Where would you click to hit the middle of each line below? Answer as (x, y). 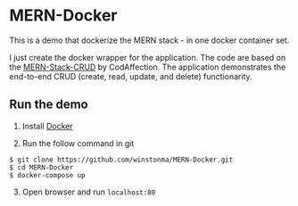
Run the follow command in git (78, 143)
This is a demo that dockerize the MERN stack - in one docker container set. (149, 40)
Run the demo (49, 105)
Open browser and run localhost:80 (89, 192)
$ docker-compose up (48, 175)
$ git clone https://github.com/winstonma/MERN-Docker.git (121, 160)
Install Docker (47, 126)
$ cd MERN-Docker (41, 167)
